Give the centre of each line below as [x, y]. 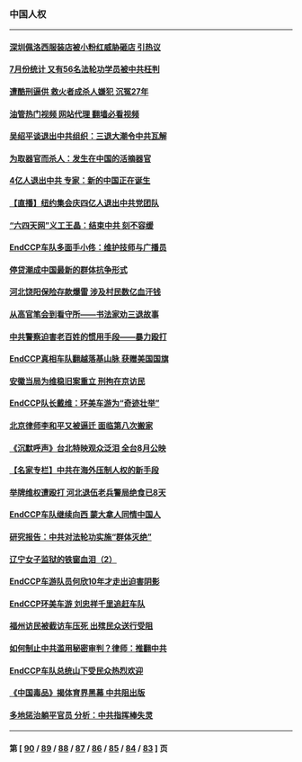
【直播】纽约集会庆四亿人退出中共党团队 [84, 203]
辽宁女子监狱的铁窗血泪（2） [63, 559]
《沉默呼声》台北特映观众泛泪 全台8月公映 [88, 448]
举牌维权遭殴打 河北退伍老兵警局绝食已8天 [88, 492]
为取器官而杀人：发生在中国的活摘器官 [80, 158]
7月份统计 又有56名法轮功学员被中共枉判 [84, 69]
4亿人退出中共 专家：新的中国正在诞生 [80, 181]
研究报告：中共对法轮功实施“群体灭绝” [81, 536]
